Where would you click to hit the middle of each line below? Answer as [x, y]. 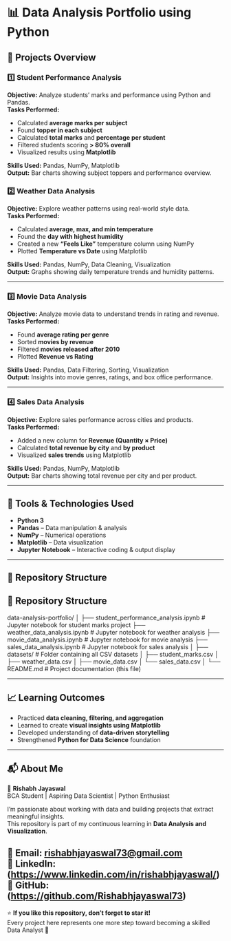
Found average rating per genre [63, 335]
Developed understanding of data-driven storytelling [93, 732]
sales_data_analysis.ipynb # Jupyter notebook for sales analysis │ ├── [108, 646]
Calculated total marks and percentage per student [91, 137]
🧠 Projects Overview [52, 57]
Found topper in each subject [60, 130]
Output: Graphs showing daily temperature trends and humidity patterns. [111, 272]
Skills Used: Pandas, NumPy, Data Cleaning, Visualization [89, 264]
